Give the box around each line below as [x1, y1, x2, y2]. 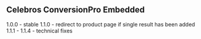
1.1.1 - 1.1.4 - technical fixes [6, 27, 73, 34]
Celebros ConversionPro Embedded [6, 5, 145, 15]
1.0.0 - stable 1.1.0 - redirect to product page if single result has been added [6, 20, 196, 28]
